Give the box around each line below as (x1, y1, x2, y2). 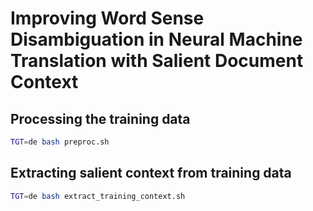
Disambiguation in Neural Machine (10, 28, 303, 51)
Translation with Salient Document (10, 50, 304, 72)
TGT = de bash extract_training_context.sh (10, 191, 186, 201)
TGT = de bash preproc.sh (10, 137, 110, 147)
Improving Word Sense (10, 7, 205, 30)
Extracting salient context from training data (10, 165, 292, 182)
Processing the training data (10, 110, 191, 127)
